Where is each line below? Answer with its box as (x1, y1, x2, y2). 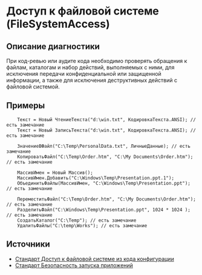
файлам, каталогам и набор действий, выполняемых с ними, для (6, 64, 175, 71)
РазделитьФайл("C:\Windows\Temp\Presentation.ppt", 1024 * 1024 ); (17, 207, 191, 213)
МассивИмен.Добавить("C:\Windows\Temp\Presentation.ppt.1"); (17, 174, 174, 181)
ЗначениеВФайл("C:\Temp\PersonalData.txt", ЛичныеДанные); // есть (17, 143, 191, 149)
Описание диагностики (6, 41, 100, 51)
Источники (6, 239, 50, 250)
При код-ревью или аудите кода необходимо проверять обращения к (6, 58, 187, 64)
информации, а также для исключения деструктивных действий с (6, 77, 177, 84)
